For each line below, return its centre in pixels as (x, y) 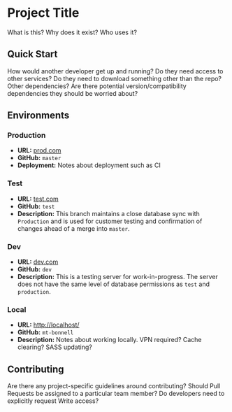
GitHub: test (36, 206)
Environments (38, 116)
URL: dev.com (38, 262)
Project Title (43, 13)
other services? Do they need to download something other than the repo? (115, 78)
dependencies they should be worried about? (73, 93)
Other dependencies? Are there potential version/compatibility (97, 86)
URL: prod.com (39, 150)
